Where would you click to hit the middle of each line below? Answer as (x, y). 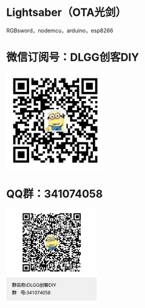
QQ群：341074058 (55, 194)
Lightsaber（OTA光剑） (66, 12)
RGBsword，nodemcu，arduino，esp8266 (60, 30)
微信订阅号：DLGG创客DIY (73, 58)
